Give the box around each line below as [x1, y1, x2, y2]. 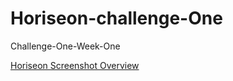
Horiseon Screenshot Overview [10, 59, 140, 71]
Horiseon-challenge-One [10, 7, 223, 30]
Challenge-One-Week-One [10, 40, 121, 52]
